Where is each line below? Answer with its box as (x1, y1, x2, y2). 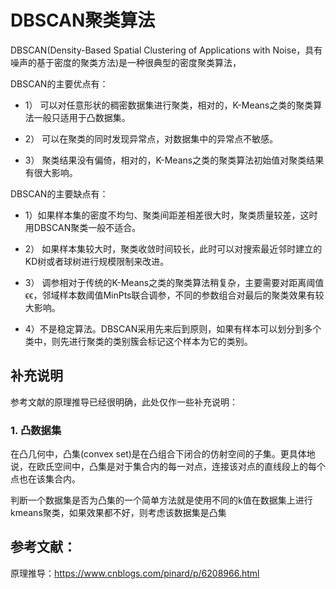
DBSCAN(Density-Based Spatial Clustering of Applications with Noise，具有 (10, 44, 323, 56)
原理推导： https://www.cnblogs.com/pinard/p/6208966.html (10, 567, 260, 579)
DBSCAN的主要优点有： (10, 77, 109, 90)
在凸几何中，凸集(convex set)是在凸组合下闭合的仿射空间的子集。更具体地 (10, 448, 316, 460)
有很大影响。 (24, 166, 78, 178)
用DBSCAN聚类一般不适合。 (24, 221, 142, 233)
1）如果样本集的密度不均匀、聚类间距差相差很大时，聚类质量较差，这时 (24, 209, 318, 221)
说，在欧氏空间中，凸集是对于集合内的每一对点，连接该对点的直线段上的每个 (10, 461, 326, 473)
